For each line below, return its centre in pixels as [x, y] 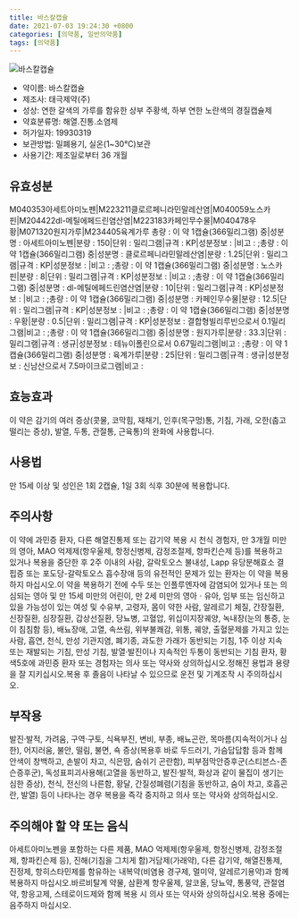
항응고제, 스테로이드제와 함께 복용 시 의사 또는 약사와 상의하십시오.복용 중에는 [155, 894]
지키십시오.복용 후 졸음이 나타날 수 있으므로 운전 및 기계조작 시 [136, 674]
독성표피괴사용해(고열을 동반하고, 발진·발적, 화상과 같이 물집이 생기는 [164, 773]
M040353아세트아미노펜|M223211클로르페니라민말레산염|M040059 [129, 209]
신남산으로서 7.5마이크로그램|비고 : [83, 366]
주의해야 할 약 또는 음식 [69, 825]
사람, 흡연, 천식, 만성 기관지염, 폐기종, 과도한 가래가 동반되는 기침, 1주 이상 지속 [146, 640]
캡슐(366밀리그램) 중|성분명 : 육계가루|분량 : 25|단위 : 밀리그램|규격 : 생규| [138, 355]
